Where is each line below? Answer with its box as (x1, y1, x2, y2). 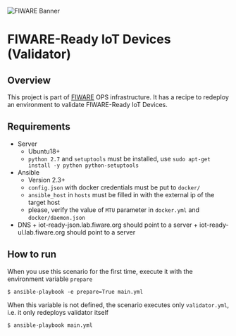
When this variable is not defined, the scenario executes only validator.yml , (7, 300, 229, 309)
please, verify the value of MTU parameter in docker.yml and (27, 205, 199, 214)
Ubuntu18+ (27, 147, 61, 155)
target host (27, 198, 61, 206)
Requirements (7, 120, 70, 133)
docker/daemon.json (27, 214, 86, 221)
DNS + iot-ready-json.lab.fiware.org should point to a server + (17, 220, 199, 229)
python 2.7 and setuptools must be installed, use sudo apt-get (27, 154, 211, 163)
